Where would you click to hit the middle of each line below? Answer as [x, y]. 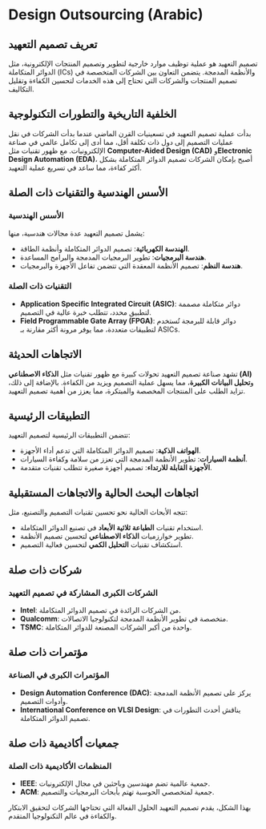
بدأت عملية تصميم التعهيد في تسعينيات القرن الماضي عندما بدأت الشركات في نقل [130, 133]
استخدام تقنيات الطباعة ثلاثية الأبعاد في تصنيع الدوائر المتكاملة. [111, 528]
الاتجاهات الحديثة [45, 354]
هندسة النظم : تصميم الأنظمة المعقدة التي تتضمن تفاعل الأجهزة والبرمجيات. [131, 265]
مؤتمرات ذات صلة [48, 652]
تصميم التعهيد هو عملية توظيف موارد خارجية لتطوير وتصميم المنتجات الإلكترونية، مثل [133, 63]
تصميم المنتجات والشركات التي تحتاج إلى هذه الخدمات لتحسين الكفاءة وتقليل [123, 80]
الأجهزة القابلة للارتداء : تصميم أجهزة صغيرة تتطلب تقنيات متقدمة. [116, 468]
